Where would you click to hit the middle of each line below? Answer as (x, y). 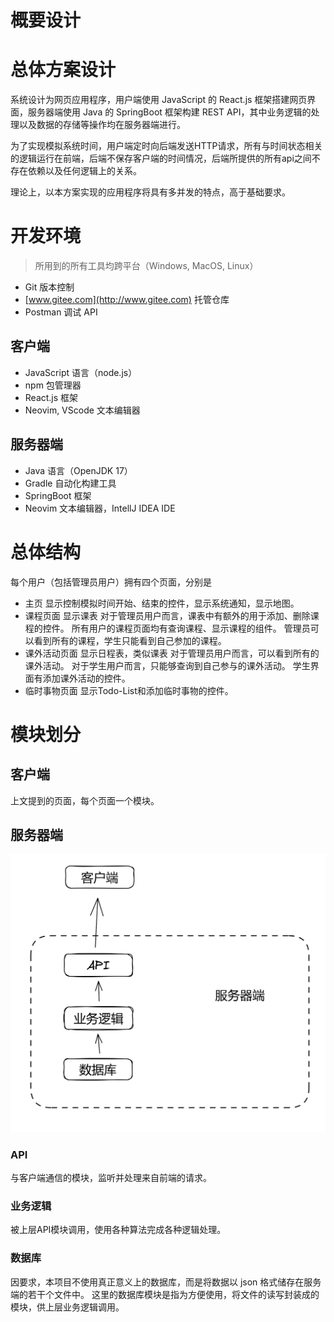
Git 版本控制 (49, 287)
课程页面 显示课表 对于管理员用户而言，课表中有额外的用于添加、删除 (167, 615)
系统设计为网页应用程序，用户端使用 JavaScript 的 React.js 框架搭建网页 (159, 100)
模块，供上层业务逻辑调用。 (67, 1307)
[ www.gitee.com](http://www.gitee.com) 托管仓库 (127, 300)
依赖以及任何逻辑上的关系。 (84, 171)
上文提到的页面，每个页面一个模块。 (85, 800)
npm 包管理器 (53, 385)
